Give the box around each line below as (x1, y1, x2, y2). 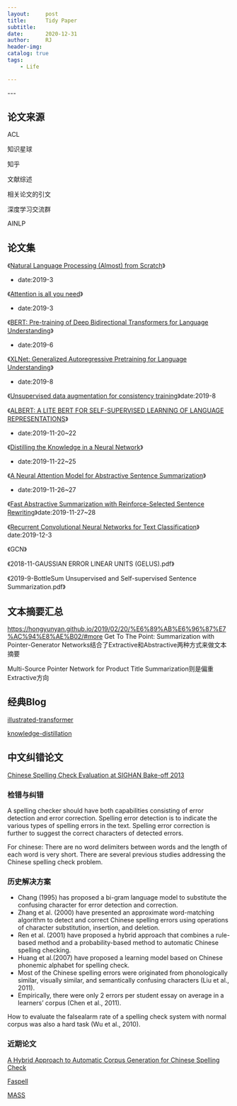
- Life (20, 63, 40, 70)
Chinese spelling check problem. (7, 857, 103, 866)
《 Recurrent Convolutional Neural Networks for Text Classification (7, 523, 197, 532)
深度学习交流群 (7, 205, 51, 213)
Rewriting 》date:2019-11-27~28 (7, 508, 96, 517)
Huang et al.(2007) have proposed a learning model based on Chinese (17, 954, 223, 962)
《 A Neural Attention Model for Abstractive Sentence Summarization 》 (7, 471, 207, 480)
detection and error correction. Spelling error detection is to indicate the (7, 813, 218, 822)
